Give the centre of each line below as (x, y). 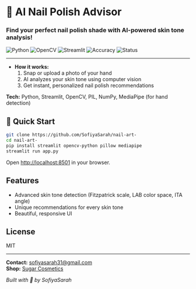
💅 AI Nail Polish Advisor (64, 12)
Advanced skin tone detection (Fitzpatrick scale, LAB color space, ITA (98, 194)
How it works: (32, 67)
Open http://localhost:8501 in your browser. (58, 162)
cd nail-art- (22, 140)
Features (22, 181)
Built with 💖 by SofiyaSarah (39, 280)
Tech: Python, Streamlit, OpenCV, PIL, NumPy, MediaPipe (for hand (87, 97)
